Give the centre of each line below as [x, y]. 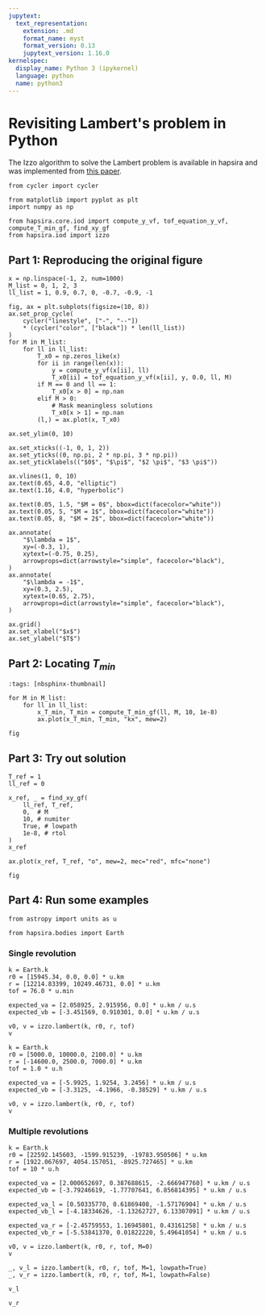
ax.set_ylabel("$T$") [45, 639]
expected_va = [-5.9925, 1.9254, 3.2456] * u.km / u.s [102, 1083]
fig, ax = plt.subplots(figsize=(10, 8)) [79, 307]
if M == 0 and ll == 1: [77, 385]
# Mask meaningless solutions [102, 406]
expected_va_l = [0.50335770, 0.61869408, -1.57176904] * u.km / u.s [128, 1204]
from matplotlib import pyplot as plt [73, 200]
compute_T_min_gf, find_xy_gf [59, 228]
